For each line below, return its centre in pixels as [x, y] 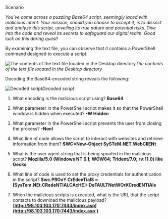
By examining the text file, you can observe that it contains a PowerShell [80, 48]
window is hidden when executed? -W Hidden [61, 114]
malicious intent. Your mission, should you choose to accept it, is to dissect [83, 23]
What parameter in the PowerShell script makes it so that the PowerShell [88, 108]
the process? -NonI [33, 129]
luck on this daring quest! [32, 38]
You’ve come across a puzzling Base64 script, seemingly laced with [76, 17]
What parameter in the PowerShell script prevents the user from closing [87, 123]
